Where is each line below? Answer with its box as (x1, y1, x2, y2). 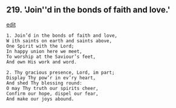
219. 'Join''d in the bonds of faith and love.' (6, 5, 171, 15)
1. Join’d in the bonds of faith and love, (6, 33, 118, 39)
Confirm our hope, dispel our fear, (6, 91, 99, 97)
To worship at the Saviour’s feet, (6, 54, 96, 60)
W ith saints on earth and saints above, (6, 37, 112, 44)
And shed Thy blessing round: (6, 80, 83, 86)
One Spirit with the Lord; (6, 43, 74, 49)
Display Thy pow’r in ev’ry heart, (6, 75, 96, 81)
